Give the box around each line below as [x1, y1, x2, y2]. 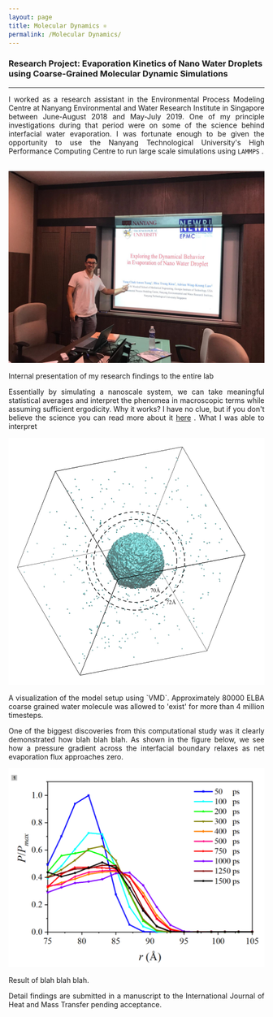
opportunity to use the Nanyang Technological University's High [8, 137, 265, 147]
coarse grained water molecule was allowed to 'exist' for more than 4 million [8, 701, 265, 711]
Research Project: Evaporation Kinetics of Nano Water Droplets [8, 58, 262, 69]
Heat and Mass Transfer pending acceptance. [8, 1000, 162, 1010]
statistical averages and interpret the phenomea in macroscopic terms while [8, 395, 265, 405]
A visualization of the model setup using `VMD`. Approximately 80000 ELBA [8, 693, 265, 703]
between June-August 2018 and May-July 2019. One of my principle [8, 111, 265, 121]
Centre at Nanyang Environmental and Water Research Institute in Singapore [8, 102, 265, 113]
